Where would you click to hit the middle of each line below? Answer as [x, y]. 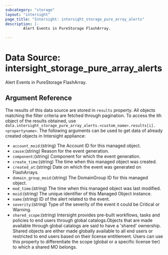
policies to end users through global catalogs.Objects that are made [82, 220]
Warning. [22, 209]
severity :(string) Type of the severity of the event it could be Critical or [86, 204]
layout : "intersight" [28, 15]
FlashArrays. [26, 172]
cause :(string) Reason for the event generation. [61, 151]
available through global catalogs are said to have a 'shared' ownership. [87, 225]
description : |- [22, 24]
